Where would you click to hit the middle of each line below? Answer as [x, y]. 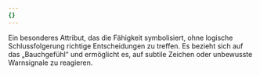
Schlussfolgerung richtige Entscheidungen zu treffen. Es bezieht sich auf [126, 46]
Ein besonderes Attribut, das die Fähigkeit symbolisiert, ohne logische [121, 37]
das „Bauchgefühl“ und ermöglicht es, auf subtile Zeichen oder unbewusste [130, 54]
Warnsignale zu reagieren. [51, 62]
